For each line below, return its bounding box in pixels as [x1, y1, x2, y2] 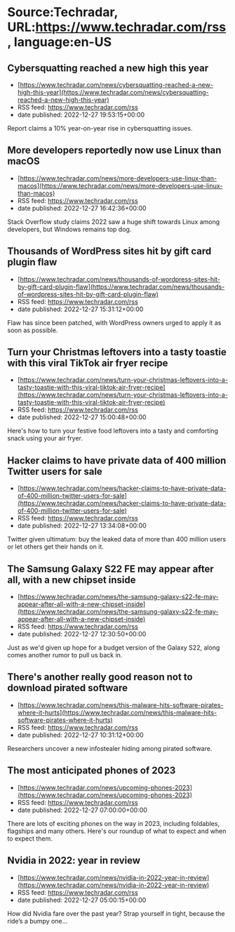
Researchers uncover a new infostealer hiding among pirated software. [7, 744, 213, 752]
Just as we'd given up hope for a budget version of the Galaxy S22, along [7, 643, 220, 652]
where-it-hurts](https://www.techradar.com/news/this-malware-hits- [17, 708, 217, 716]
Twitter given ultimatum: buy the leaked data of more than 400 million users [7, 535, 227, 544]
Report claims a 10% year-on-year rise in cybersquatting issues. [7, 124, 193, 132]
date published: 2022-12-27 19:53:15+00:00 [17, 110, 145, 119]
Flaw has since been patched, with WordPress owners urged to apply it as [7, 318, 222, 327]
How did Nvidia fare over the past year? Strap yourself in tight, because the [7, 909, 225, 917]
